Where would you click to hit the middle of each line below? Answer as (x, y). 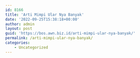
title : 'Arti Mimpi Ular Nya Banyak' (45, 15)
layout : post (19, 29)
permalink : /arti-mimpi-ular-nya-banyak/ (49, 38)
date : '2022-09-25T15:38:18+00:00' (42, 19)
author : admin (20, 24)
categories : (18, 43)
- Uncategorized (31, 47)
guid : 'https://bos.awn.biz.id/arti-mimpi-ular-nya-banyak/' (71, 33)
